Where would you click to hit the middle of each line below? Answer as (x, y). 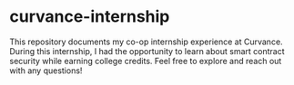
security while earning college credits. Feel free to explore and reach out (146, 61)
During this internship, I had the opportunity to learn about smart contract (147, 51)
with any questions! (46, 71)
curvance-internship (90, 17)
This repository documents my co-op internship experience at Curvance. (147, 42)
